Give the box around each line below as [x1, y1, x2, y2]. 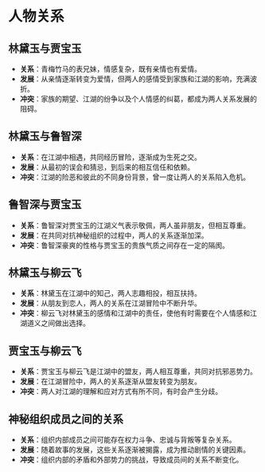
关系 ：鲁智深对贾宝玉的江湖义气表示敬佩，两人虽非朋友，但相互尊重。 [19, 220, 251, 230]
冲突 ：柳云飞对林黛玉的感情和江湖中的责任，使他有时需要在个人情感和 [19, 309, 251, 318]
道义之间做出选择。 [26, 318, 90, 328]
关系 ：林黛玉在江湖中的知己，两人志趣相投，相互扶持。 [19, 289, 201, 298]
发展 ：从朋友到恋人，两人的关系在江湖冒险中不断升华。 [19, 298, 201, 308]
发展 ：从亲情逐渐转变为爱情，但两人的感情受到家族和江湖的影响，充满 [19, 74, 251, 84]
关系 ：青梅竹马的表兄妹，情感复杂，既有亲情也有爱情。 [19, 65, 201, 73]
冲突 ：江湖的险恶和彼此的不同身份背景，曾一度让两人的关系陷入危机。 [19, 172, 251, 182]
